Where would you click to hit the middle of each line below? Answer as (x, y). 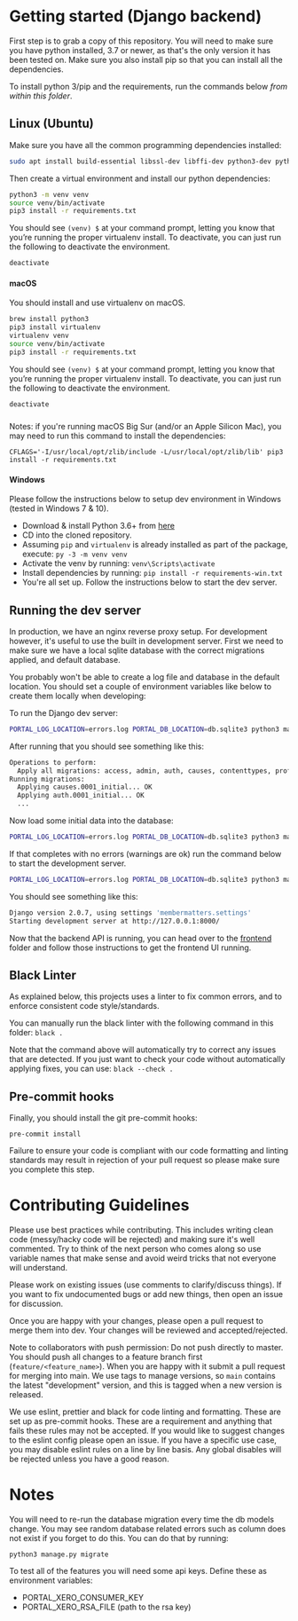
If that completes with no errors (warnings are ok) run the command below (145, 854)
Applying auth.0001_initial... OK (81, 796)
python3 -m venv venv (49, 194)
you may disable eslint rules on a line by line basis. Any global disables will (145, 1450)
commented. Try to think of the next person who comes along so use (135, 1249)
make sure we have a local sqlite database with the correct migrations (137, 650)
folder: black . (36, 1033)
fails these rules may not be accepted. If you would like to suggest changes (147, 1431)
